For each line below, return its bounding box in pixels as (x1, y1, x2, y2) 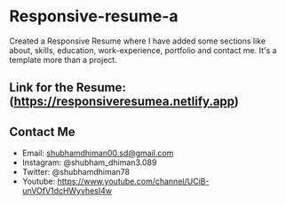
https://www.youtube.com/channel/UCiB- (57, 176, 210, 187)
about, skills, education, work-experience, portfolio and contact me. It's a (9, 44, 277, 55)
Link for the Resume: (9, 80, 126, 95)
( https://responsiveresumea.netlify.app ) (9, 94, 240, 109)
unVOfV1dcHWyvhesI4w (21, 185, 113, 196)
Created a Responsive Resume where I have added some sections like (9, 35, 266, 46)
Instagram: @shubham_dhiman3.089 (21, 157, 157, 168)
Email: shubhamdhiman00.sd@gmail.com (21, 148, 174, 159)
